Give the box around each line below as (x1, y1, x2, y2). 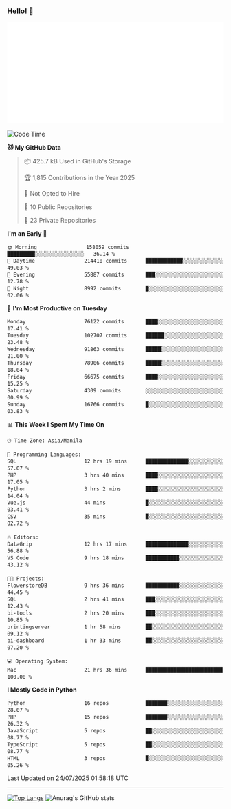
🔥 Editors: (7, 534, 39, 541)
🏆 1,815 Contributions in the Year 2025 (23, 174, 135, 182)
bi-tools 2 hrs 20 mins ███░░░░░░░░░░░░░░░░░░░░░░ (7, 610, 223, 617)
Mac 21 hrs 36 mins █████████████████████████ (7, 667, 223, 674)
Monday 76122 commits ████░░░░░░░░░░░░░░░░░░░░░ (7, 319, 223, 326)
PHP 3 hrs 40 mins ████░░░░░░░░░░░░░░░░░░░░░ (7, 472, 223, 479)
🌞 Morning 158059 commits (7, 244, 129, 251)
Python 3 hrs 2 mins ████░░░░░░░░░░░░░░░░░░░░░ (7, 486, 223, 492)
